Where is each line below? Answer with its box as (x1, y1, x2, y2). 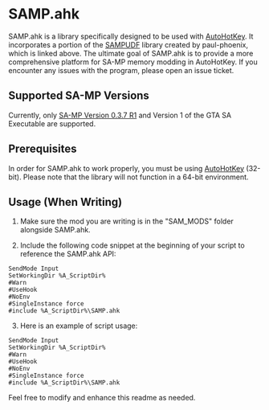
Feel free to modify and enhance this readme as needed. (8, 393, 196, 403)
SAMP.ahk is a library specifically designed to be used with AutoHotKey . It (8, 31, 254, 41)
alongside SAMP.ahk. (19, 225, 91, 235)
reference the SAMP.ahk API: (19, 249, 116, 259)
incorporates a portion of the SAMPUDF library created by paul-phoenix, (8, 39, 249, 49)
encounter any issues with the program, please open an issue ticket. (8, 65, 234, 75)
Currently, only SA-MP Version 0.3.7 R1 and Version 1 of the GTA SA (8, 110, 231, 120)
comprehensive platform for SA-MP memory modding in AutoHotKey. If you (8, 57, 259, 67)
